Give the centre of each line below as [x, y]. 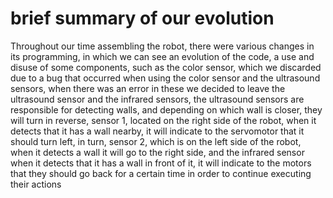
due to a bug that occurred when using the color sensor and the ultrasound [165, 78]
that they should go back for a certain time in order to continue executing [161, 173]
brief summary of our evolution [142, 18]
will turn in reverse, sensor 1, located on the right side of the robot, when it [163, 120]
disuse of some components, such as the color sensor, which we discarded [166, 67]
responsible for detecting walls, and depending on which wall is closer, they [166, 109]
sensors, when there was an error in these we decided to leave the [148, 88]
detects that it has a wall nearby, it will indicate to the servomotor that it [157, 131]
